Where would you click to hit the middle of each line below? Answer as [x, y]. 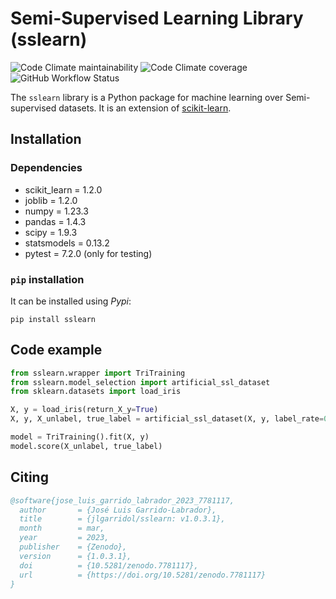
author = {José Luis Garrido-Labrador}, [118, 510]
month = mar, [62, 528]
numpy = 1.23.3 [56, 211]
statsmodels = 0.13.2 [67, 243]
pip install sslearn [53, 319]
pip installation [47, 279]
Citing [29, 477]
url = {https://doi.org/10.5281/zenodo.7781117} [143, 575]
